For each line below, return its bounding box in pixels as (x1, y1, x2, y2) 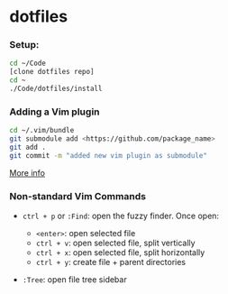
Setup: (9, 39, 40, 51)
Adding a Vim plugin (9, 106, 100, 118)
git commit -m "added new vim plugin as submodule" (9, 151, 207, 160)
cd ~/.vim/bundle (9, 126, 75, 135)
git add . (9, 142, 47, 152)
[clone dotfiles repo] (9, 68, 95, 77)
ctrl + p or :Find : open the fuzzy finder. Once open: (22, 210, 219, 222)
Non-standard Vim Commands (9, 189, 147, 202)
